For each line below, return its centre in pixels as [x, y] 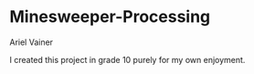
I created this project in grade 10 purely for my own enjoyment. [127, 59]
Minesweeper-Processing [110, 17]
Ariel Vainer [31, 42]
